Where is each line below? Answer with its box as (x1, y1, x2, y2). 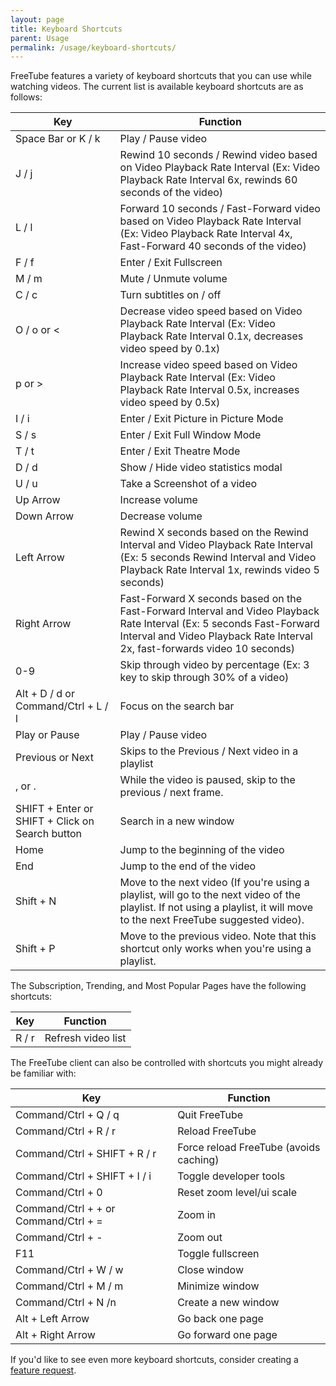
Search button (15, 827, 83, 841)
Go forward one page (177, 1328, 278, 1342)
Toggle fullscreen (177, 1247, 260, 1261)
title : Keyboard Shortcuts (10, 24, 123, 34)
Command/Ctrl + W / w (15, 1263, 124, 1277)
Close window (177, 1263, 244, 1277)
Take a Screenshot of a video (119, 477, 258, 491)
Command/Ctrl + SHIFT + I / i (15, 1169, 152, 1183)
